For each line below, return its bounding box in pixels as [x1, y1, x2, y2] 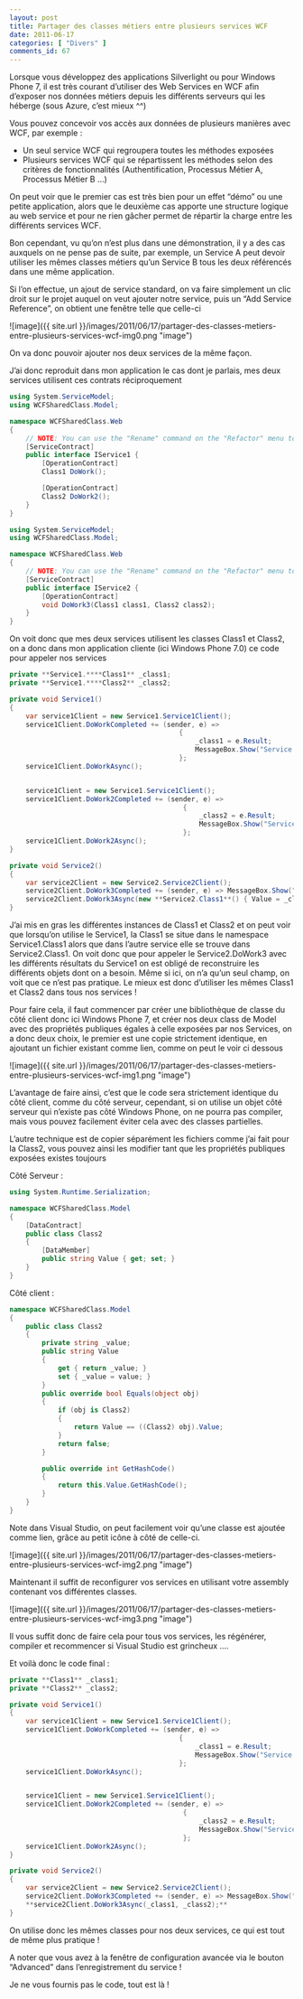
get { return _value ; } [57, 1363, 147, 1373]
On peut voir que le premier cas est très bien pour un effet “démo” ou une [9, 191, 283, 202]
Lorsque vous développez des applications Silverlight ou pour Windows [9, 71, 276, 82]
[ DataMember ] [41, 1246, 91, 1256]
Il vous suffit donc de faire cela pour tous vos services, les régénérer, [9, 1630, 267, 1641]
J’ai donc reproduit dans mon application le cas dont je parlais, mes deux [9, 365, 281, 376]
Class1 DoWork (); [41, 467, 106, 477]
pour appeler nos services [9, 652, 107, 664]
